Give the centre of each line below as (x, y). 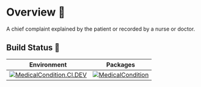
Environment (48, 64)
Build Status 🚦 (33, 48)
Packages (121, 64)
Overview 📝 (36, 12)
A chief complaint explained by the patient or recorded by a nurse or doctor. (101, 29)
